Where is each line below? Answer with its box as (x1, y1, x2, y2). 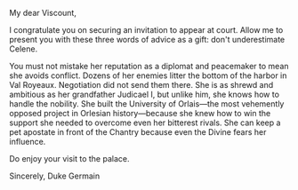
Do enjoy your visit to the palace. (9, 154, 130, 163)
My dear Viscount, (9, 8, 77, 18)
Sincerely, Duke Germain (9, 170, 101, 181)
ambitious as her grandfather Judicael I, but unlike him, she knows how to (9, 89, 280, 99)
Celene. (9, 44, 38, 54)
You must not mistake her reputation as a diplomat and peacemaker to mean (9, 61, 289, 71)
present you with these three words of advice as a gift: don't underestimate (9, 35, 286, 44)
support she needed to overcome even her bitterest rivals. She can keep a (9, 117, 281, 128)
